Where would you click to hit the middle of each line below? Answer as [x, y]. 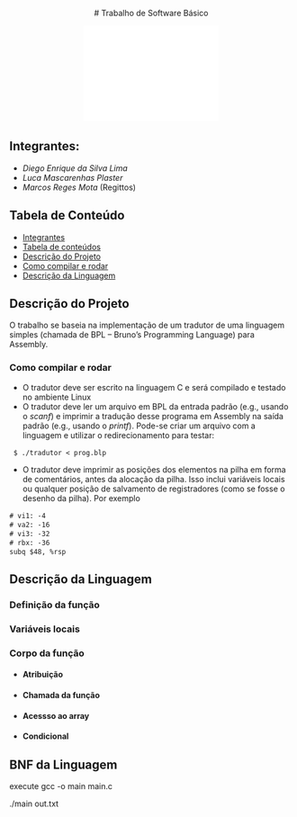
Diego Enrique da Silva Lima [75, 168]
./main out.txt [34, 804]
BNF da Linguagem [63, 764]
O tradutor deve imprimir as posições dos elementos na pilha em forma [154, 469]
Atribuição [42, 675]
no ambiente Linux [57, 397]
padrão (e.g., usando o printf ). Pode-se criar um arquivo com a [139, 426]
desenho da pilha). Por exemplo [81, 498]
